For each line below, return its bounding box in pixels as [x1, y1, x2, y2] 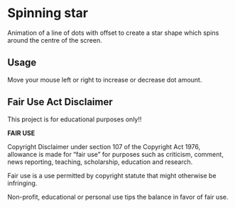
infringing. [7, 179, 38, 187]
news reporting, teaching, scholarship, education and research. [7, 158, 193, 166]
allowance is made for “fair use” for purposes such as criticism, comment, [7, 150, 224, 158]
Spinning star [7, 5, 89, 21]
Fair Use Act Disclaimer [7, 96, 113, 108]
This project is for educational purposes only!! [7, 115, 142, 124]
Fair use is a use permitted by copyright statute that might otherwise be [7, 171, 217, 180]
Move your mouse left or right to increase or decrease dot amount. [7, 75, 202, 84]
